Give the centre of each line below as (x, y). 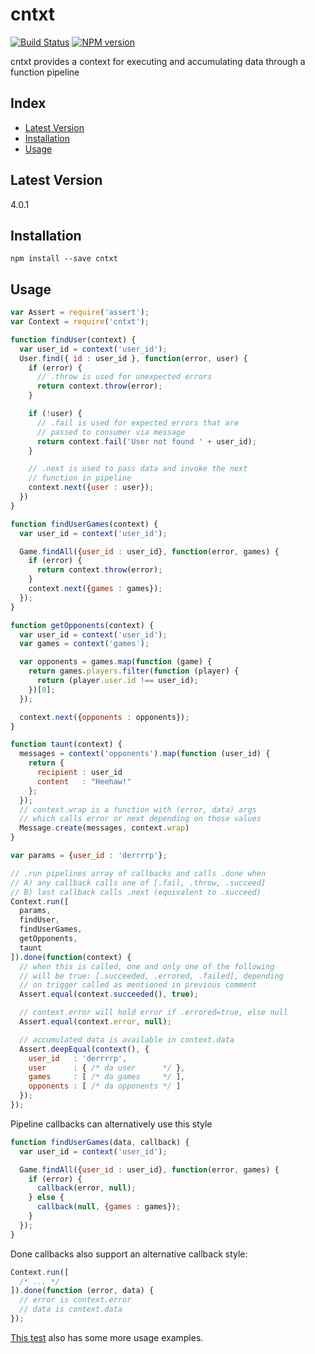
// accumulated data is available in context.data (127, 1039)
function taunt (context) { (66, 744)
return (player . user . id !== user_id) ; (117, 681)
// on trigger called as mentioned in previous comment (138, 985)
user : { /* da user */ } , (107, 1068)
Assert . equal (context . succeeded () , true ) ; (109, 994)
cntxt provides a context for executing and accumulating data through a (158, 61)
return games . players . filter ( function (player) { (134, 671)
